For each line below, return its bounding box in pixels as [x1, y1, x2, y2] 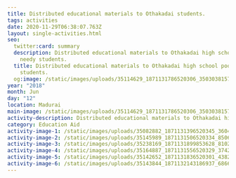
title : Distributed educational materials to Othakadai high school [13, 62, 218, 69]
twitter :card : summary [13, 43, 80, 50]
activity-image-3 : [7, 141, 61, 148]
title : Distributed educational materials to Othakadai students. [7, 10, 206, 18]
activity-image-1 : [7, 128, 61, 135]
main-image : [7, 108, 42, 115]
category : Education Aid [7, 121, 80, 128]
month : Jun [7, 88, 39, 95]
